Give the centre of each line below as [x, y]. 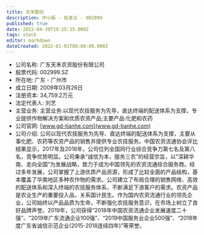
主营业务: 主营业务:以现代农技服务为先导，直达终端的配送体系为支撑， [103, 110]
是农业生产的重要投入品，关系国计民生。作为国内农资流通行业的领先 [101, 195]
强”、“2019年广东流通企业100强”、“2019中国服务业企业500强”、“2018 [104, 218]
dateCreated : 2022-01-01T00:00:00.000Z [57, 47]
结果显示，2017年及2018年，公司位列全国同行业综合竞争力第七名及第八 [105, 148]
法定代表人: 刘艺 [36, 102]
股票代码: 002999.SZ [42, 72]
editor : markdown [28, 40]
